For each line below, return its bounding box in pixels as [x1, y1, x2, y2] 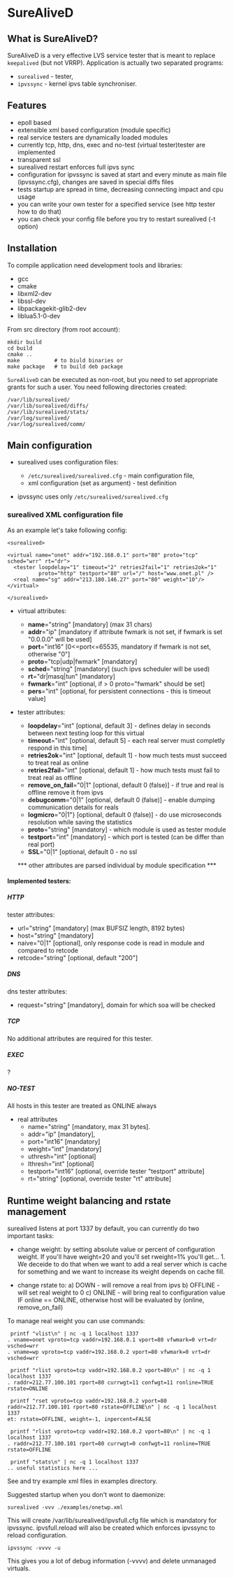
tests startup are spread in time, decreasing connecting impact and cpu [17, 185, 224, 193]
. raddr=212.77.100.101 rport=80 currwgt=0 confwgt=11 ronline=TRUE [7, 1440, 211, 1447]
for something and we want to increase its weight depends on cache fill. [17, 1267, 225, 1276]
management [7, 1206, 66, 1218]
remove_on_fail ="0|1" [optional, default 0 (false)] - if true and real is [27, 781, 225, 789]
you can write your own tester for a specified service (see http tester [17, 200, 216, 208]
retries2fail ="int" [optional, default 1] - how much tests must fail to [27, 766, 220, 774]
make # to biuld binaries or [7, 357, 124, 364]
